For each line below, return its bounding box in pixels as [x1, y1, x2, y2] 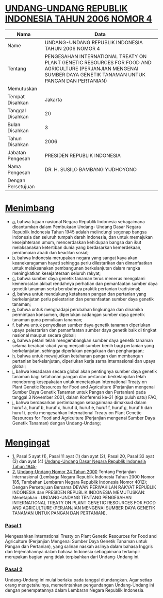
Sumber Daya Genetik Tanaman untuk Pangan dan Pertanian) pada [12, 389, 146, 395]
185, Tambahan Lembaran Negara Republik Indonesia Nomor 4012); [12, 479, 147, 485]
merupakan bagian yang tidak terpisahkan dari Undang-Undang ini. [5, 554, 140, 560]
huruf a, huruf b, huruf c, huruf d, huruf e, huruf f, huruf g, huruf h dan [12, 405, 152, 410]
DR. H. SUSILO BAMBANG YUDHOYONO [44, 166, 137, 173]
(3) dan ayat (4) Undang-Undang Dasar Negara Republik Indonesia [12, 458, 147, 464]
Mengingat [5, 437, 50, 448]
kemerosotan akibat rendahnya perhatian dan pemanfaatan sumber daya [12, 281, 158, 286]
